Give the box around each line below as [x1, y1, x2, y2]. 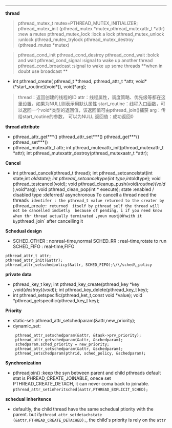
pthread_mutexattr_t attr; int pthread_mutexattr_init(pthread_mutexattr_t [12, 145, 164, 150]
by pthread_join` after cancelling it [12, 218, 83, 224]
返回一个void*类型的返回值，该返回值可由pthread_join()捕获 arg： [22, 107, 161, 113]
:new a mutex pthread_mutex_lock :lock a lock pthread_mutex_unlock [17, 31, 164, 37]
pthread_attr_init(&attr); [5, 258, 63, 263]
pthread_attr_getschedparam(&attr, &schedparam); [15, 337, 123, 342]
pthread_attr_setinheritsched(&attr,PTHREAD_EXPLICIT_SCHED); [12, 387, 148, 392]
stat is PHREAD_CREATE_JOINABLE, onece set [12, 375, 111, 381]
